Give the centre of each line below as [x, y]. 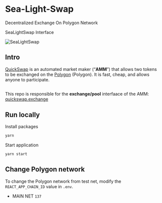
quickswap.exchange [27, 99]
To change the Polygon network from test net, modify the [63, 181]
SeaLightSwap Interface [30, 32]
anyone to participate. [27, 79]
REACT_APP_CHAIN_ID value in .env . [39, 186]
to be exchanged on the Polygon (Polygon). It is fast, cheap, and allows [77, 74]
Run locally [23, 115]
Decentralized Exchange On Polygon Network [51, 23]
